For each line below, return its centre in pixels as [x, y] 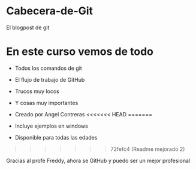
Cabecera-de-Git [50, 11]
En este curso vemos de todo [80, 52]
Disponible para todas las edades [56, 137]
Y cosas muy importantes [46, 103]
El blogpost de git [28, 27]
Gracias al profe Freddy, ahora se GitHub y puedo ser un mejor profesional [98, 160]
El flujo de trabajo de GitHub [50, 79]
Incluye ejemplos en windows [51, 126]
